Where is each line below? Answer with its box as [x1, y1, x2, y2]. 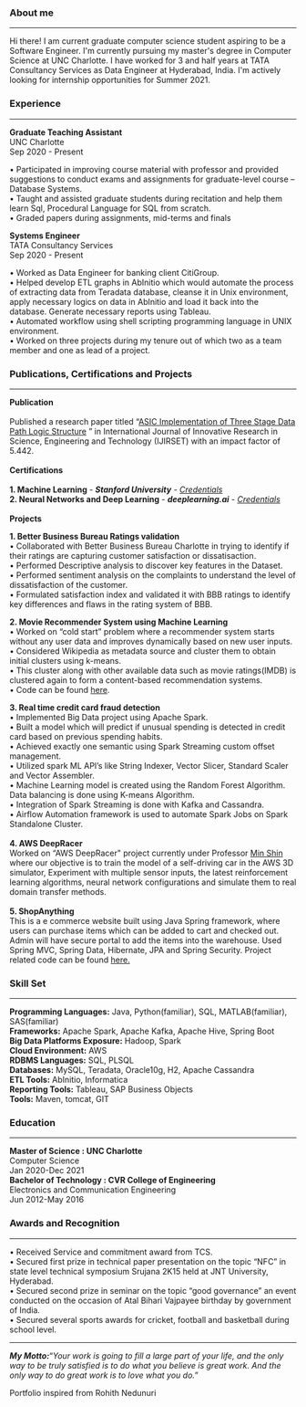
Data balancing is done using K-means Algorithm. [9, 789, 195, 800]
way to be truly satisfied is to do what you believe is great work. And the [9, 1360, 281, 1370]
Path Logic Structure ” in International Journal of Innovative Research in [9, 425, 279, 436]
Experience [9, 98, 61, 110]
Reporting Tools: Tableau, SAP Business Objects [9, 1084, 194, 1095]
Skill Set [9, 977, 46, 990]
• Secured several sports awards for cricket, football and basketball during [9, 1314, 290, 1325]
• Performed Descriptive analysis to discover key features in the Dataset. [9, 560, 283, 571]
